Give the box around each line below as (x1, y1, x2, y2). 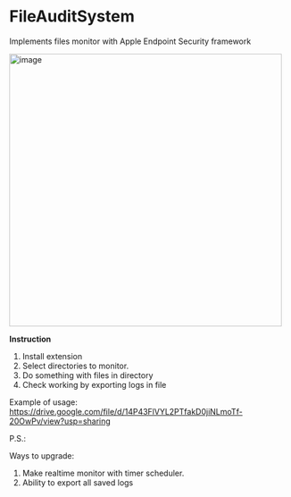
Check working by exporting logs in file (21, 379, 167, 390)
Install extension (21, 350, 83, 361)
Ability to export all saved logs (21, 476, 134, 488)
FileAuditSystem (9, 6, 136, 27)
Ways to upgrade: (9, 450, 75, 461)
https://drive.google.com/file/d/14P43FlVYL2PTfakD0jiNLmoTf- (9, 406, 243, 417)
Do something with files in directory (21, 369, 154, 381)
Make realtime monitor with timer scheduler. (21, 468, 185, 478)
